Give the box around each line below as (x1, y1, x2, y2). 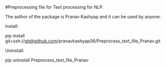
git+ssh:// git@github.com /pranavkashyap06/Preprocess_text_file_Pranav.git (5, 38, 161, 44)
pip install (5, 33, 25, 38)
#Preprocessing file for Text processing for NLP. (5, 4, 104, 10)
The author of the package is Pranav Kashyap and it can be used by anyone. (5, 14, 161, 19)
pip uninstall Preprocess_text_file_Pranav (5, 57, 89, 63)
